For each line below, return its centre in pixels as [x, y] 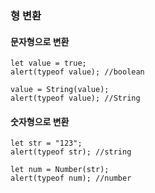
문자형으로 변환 [40, 41]
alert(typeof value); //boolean [77, 72]
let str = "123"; [46, 143]
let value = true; [48, 63]
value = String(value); [60, 90]
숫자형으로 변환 [40, 121]
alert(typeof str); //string [71, 152]
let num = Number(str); [60, 170]
